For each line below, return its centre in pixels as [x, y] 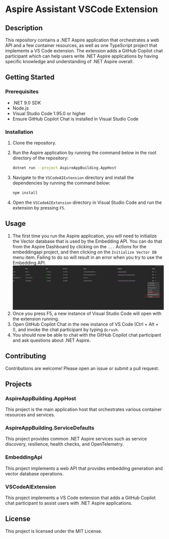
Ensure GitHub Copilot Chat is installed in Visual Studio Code [75, 119]
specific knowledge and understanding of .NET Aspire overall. [69, 61]
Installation [19, 132]
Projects [19, 384]
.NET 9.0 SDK [27, 102]
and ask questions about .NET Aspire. [52, 340]
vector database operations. [34, 473]
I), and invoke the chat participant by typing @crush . [66, 330]
